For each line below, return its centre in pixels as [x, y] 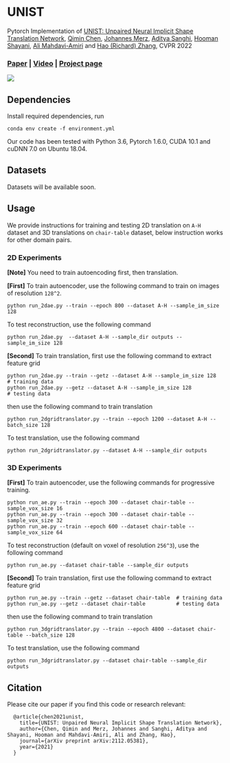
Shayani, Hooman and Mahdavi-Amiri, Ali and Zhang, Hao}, [92, 735]
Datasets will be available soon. [51, 187]
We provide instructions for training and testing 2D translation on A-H [104, 225]
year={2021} [36, 747]
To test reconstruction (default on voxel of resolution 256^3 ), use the [103, 545]
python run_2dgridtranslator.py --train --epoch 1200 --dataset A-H [107, 419]
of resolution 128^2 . [34, 293]
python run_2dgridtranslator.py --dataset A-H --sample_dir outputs [107, 450]
